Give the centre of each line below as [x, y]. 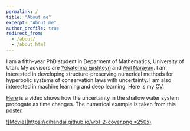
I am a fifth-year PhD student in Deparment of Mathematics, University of [95, 61]
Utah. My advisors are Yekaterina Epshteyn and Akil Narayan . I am [86, 67]
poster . [15, 110]
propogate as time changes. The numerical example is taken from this [91, 104]
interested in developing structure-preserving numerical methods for [90, 74]
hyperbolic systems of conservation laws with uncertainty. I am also [89, 80]
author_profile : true [33, 28]
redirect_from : [25, 34]
